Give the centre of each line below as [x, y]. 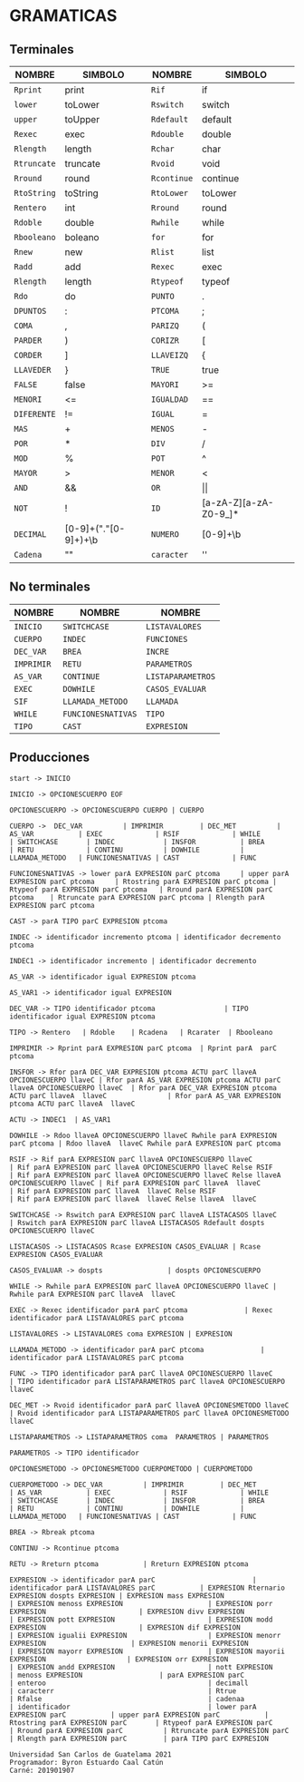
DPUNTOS [30, 311]
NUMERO [165, 535]
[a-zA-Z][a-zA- [238, 502]
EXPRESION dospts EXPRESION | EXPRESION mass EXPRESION [117, 1596]
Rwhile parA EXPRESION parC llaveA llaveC [93, 1294]
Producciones [50, 758]
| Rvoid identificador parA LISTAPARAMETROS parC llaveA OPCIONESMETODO [149, 1413]
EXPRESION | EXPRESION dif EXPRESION [125, 1627]
